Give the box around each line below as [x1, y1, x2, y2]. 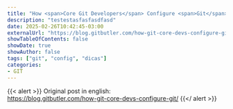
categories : [7, 61, 42, 68]
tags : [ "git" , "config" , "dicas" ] [7, 55, 107, 62]
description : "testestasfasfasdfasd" [7, 17, 116, 23]
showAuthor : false [7, 49, 60, 56]
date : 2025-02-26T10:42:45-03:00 [7, 23, 104, 30]
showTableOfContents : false [7, 36, 89, 43]
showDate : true [7, 42, 51, 49]
